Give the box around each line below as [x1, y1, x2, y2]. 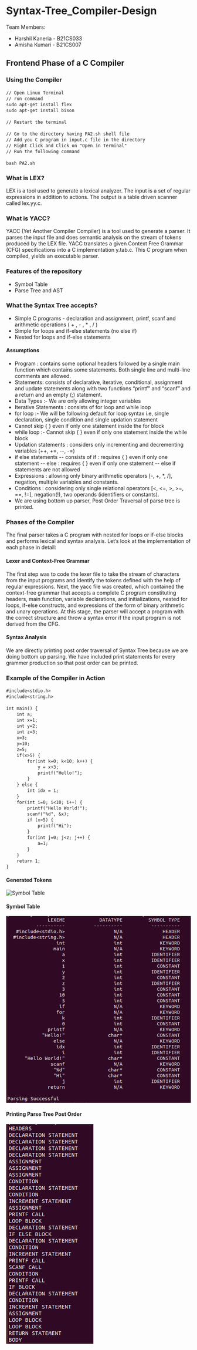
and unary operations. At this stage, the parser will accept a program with [6, 607, 184, 615]
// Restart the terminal [6, 119, 67, 125]
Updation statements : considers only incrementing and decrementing [14, 441, 184, 448]
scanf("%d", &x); [27, 811, 69, 817]
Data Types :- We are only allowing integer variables [14, 397, 141, 404]
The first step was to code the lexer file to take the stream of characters [6, 571, 180, 578]
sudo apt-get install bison [6, 107, 75, 113]
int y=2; [16, 723, 38, 729]
